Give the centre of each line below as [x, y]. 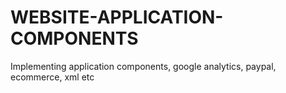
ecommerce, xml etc [52, 77]
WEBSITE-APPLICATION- [117, 17]
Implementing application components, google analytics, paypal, [143, 66]
